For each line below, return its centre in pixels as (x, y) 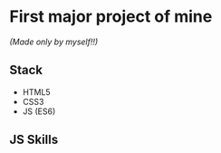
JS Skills (34, 140)
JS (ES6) (39, 111)
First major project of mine (111, 17)
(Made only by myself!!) (54, 42)
